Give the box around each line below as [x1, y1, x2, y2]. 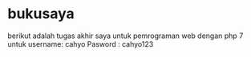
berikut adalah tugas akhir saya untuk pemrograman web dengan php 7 [7, 31, 244, 40]
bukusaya [7, 5, 75, 23]
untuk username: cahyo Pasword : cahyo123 [7, 39, 154, 48]
